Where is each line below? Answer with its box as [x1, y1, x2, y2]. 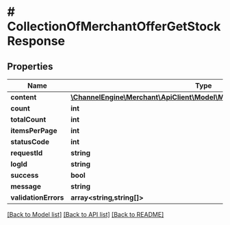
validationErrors [10, 193, 64, 202]
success [10, 171, 39, 180]
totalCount [10, 115, 47, 124]
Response [7, 34, 66, 49]
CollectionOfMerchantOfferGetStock [7, 19, 221, 34]
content [10, 93, 37, 102]
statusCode [10, 137, 50, 146]
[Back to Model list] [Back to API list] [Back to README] [7, 211, 164, 218]
